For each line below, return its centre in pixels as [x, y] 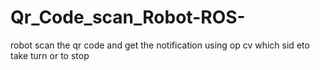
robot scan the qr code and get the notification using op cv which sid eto [160, 45]
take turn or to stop [50, 55]
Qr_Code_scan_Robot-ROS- [128, 17]
